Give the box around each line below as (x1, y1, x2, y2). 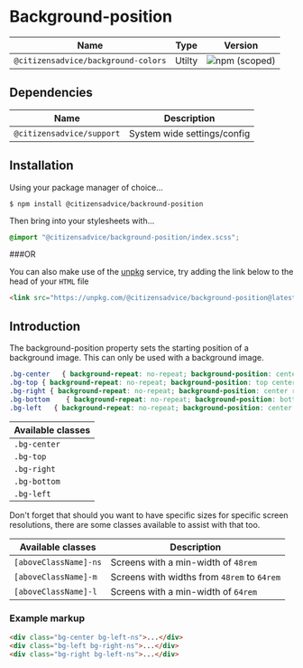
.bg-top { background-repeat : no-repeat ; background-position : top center (9, 378, 297, 387)
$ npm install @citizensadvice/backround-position (9, 199, 204, 209)
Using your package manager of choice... (9, 182, 164, 193)
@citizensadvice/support (14, 128, 121, 138)
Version (224, 39, 259, 52)
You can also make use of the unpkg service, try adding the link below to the (9, 267, 294, 278)
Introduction (9, 318, 81, 334)
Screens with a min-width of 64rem (110, 585, 258, 597)
